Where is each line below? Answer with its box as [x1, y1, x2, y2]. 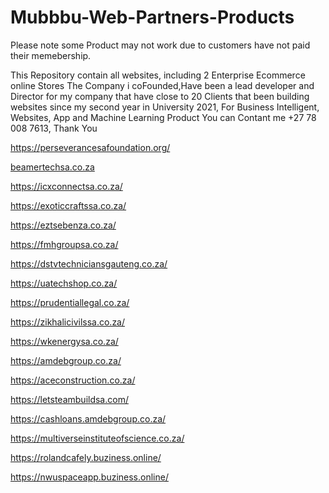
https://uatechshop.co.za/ [10, 277, 118, 289]
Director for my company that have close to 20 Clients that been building [10, 90, 310, 102]
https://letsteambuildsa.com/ [10, 393, 129, 405]
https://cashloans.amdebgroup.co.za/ [10, 412, 167, 425]
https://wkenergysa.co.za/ [10, 335, 119, 347]
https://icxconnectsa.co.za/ [10, 180, 123, 192]
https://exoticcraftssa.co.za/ [10, 199, 127, 211]
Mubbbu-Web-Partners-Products [10, 6, 295, 29]
